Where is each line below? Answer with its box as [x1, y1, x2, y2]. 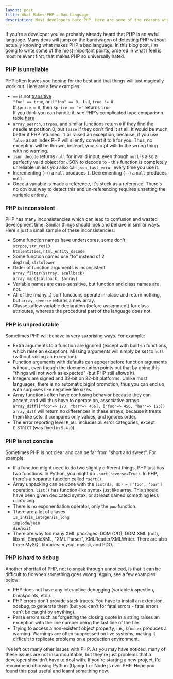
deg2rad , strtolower [12, 258, 55, 265]
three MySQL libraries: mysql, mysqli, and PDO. [12, 541, 113, 547]
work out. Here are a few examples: [5, 83, 81, 89]
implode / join [12, 519, 40, 526]
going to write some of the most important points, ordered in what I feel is [5, 47, 162, 54]
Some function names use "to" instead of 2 [12, 253, 105, 259]
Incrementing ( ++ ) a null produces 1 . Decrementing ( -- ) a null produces [12, 169, 167, 176]
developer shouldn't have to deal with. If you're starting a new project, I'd [5, 657, 161, 663]
